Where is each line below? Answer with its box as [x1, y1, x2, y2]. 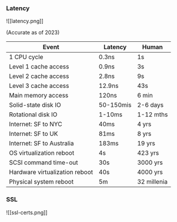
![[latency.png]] [6, 18, 44, 25]
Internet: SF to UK [9, 130, 58, 138]
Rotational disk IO [9, 110, 58, 119]
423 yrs [137, 149, 159, 157]
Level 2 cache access [9, 72, 69, 80]
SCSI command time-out [9, 158, 78, 166]
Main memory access [9, 92, 69, 100]
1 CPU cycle [9, 53, 44, 61]
